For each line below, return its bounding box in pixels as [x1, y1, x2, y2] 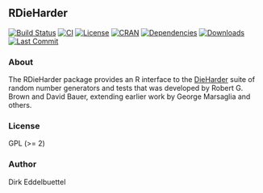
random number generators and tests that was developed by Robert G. [8, 84, 244, 93]
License [8, 121, 40, 132]
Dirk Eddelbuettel [8, 177, 66, 187]
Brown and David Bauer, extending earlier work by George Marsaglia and [8, 92, 251, 101]
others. [8, 101, 32, 110]
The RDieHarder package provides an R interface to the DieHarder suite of [8, 75, 256, 84]
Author [8, 158, 37, 170]
